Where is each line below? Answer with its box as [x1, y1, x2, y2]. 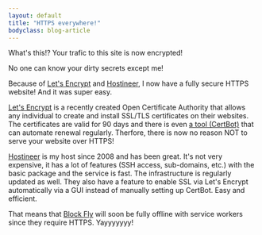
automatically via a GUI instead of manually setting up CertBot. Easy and [8, 186, 245, 195]
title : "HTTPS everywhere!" [8, 19, 102, 27]
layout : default [8, 11, 62, 20]
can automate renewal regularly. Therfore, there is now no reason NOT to [8, 128, 248, 137]
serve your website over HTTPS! [8, 137, 114, 146]
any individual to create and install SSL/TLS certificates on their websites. [8, 111, 249, 121]
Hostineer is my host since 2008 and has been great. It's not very [8, 152, 222, 161]
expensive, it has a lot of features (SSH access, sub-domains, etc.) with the [8, 160, 255, 170]
